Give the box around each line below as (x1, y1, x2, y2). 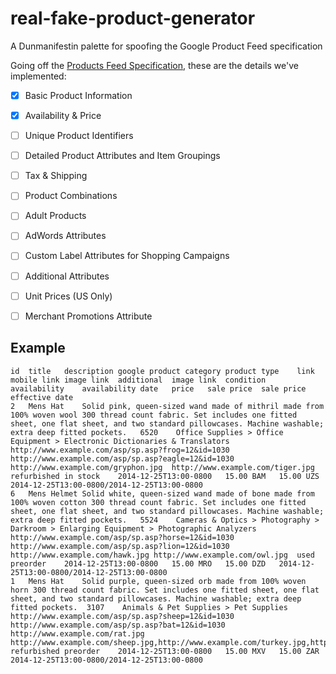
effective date (10, 392, 74, 402)
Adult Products (24, 210, 87, 222)
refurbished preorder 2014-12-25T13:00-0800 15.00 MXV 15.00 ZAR (10, 646, 320, 656)
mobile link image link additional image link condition (10, 375, 267, 385)
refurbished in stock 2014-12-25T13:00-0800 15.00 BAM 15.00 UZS (10, 471, 320, 481)
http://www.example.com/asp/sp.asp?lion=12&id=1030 (10, 541, 230, 551)
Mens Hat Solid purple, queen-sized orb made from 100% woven (28, 576, 307, 586)
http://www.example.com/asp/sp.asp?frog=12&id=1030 (10, 445, 230, 455)
